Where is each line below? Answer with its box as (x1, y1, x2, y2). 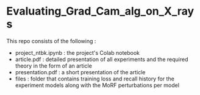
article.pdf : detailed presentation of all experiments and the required (15, 55, 188, 63)
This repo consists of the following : (6, 37, 96, 44)
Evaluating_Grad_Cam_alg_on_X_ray (6, 4, 195, 18)
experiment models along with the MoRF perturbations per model (15, 81, 180, 89)
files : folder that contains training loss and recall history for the (15, 75, 175, 82)
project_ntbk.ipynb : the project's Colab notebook (15, 49, 140, 56)
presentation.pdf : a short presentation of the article (15, 68, 146, 76)
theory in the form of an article (15, 62, 93, 69)
